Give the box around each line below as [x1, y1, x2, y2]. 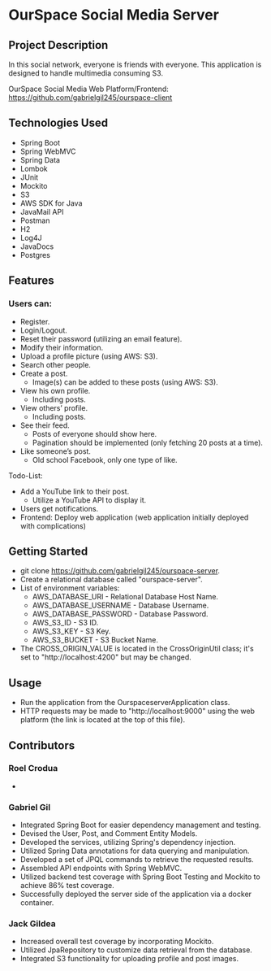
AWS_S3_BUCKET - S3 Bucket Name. [32, 635, 159, 645]
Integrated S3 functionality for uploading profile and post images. [19, 954, 239, 964]
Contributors [8, 738, 75, 752]
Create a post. [19, 368, 68, 378]
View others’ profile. [19, 403, 88, 412]
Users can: [8, 298, 53, 310]
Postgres [19, 250, 51, 259]
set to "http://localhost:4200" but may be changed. [19, 652, 192, 662]
